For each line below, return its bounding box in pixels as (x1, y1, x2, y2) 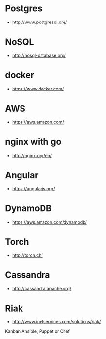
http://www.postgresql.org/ (12, 19, 67, 25)
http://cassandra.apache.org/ (12, 286, 72, 292)
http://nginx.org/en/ (12, 152, 52, 158)
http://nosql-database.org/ (12, 52, 66, 58)
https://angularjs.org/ (12, 185, 55, 191)
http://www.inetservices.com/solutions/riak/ (12, 319, 101, 325)
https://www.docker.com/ (12, 86, 64, 91)
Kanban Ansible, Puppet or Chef (5, 328, 70, 334)
